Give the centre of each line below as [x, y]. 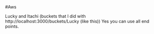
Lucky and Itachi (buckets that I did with [45, 16]
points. [12, 26]
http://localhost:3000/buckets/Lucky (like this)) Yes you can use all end [77, 21]
